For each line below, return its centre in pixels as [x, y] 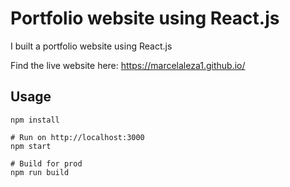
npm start [31, 146]
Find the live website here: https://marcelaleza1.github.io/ [128, 65]
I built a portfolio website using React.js [91, 46]
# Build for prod [46, 163]
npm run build [40, 172]
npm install [35, 120]
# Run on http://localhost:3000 [77, 137]
